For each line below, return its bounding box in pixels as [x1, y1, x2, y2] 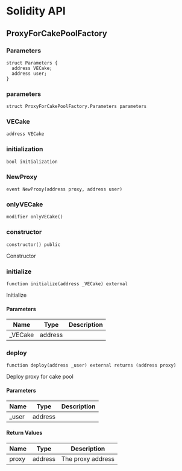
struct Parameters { [6, 60, 58, 66]
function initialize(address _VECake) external [6, 280, 128, 287]
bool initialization [6, 159, 58, 165]
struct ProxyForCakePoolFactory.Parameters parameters [6, 104, 147, 110]
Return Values [6, 429, 43, 437]
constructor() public [6, 241, 61, 248]
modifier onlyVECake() [6, 214, 63, 220]
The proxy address [61, 454, 115, 463]
